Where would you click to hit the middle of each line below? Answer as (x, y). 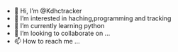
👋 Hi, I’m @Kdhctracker (48, 11)
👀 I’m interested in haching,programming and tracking (93, 18)
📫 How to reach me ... (47, 41)
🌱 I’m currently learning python (59, 26)
